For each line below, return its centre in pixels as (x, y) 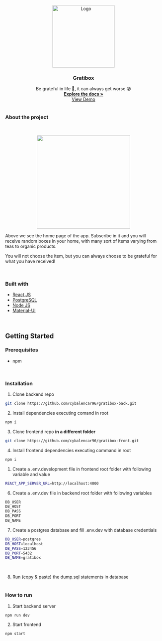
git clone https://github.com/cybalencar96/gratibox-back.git (71, 404)
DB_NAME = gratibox (23, 558)
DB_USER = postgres (23, 539)
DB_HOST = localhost (24, 544)
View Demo (83, 99)
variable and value (31, 474)
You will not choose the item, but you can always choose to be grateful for (81, 256)
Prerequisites (22, 350)
